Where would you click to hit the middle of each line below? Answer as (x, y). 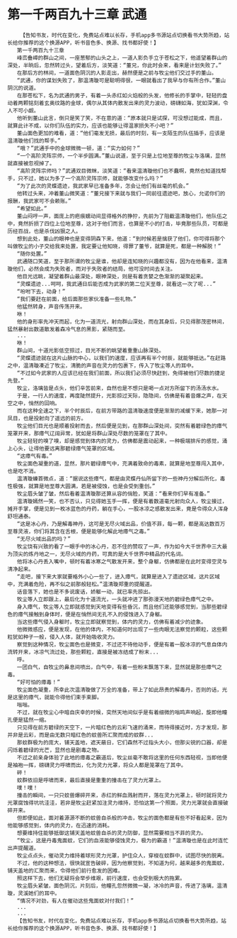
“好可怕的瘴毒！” (39, 682)
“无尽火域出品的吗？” (44, 539)
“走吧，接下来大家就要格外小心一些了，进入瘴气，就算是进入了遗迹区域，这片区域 (118, 576)
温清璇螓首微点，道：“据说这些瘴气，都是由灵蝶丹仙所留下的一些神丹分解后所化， (118, 479)
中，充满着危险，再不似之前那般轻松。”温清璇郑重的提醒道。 (81, 584)
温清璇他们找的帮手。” (34, 140)
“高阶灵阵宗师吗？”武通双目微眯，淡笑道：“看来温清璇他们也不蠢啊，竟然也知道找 (119, 171)
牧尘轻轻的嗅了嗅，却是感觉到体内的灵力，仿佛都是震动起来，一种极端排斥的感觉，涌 (122, 441)
